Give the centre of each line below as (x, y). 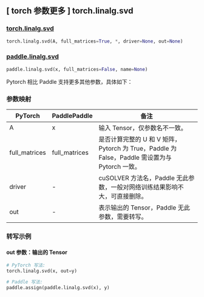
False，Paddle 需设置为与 (135, 158)
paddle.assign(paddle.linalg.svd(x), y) (58, 287)
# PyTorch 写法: (26, 265)
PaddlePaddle (72, 116)
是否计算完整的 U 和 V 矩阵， (140, 140)
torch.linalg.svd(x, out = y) (42, 271)
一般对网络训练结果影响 (144, 187)
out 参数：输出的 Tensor (37, 252)
